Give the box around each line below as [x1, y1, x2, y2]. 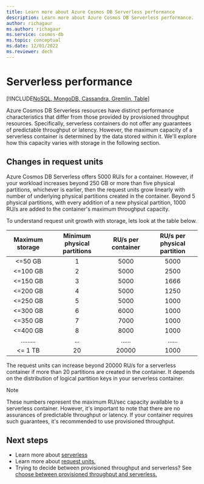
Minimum [63, 231, 91, 240]
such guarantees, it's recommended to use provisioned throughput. [6, 418, 175, 425]
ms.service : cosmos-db [6, 32, 64, 38]
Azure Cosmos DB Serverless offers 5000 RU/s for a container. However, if [6, 173, 194, 180]
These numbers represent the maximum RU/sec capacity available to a [6, 398, 183, 405]
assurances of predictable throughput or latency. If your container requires [6, 411, 193, 418]
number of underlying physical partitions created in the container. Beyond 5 [6, 192, 195, 200]
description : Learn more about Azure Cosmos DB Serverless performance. [6, 15, 194, 21]
